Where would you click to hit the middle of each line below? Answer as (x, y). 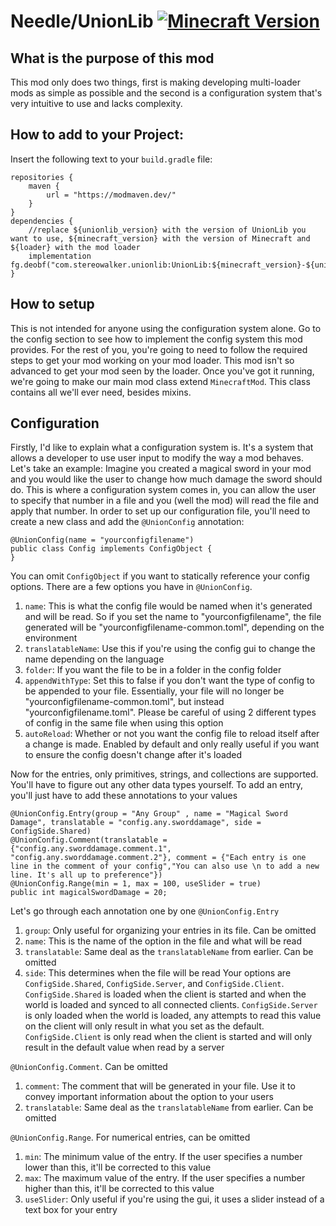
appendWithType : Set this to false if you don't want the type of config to (169, 681)
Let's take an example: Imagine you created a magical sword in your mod (161, 469)
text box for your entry (71, 1210)
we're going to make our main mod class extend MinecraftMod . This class (160, 381)
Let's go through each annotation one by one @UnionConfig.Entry (145, 911)
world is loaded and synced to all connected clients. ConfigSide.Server (171, 1005)
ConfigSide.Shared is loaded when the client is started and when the (165, 994)
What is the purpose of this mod (112, 58)
